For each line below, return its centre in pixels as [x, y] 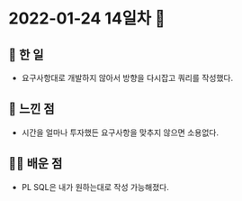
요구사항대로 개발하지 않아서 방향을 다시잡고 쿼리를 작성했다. [127, 78]
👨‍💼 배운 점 [36, 164]
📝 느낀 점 [31, 109]
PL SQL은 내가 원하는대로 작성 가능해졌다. [95, 187]
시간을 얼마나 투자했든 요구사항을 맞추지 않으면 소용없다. [120, 132]
